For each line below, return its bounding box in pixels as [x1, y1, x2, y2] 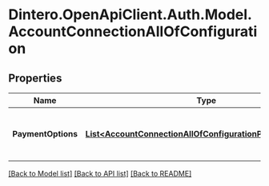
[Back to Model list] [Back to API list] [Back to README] [8, 169, 192, 178]
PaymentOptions [12, 129, 78, 139]
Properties [8, 71, 62, 85]
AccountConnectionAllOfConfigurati [8, 22, 258, 41]
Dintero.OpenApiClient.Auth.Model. [8, 6, 252, 24]
